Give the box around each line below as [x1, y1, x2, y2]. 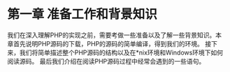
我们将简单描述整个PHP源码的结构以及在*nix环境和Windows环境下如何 [19, 48, 224, 57]
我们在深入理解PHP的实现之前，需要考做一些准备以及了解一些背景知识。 [7, 31, 216, 39]
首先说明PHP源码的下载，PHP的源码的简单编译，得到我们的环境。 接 [13, 39, 212, 48]
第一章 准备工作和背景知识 [7, 6, 157, 22]
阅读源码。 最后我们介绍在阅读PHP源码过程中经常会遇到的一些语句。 [7, 57, 206, 65]
